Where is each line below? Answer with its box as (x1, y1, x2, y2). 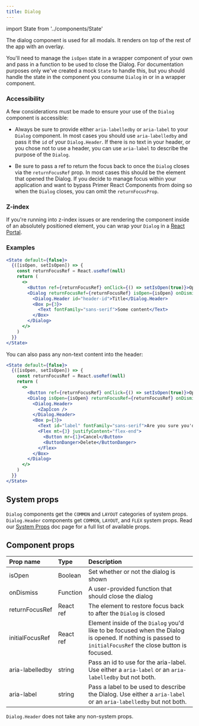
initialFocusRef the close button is (88, 641, 187, 649)
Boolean (58, 572, 81, 580)
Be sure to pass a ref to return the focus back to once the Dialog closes (14, 162, 190, 169)
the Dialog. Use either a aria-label (88, 690, 185, 699)
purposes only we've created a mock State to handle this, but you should (6, 67, 185, 74)
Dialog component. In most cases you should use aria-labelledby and (14, 132, 188, 139)
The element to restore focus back (88, 602, 184, 610)
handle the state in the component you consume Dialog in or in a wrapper (6, 73, 186, 80)
